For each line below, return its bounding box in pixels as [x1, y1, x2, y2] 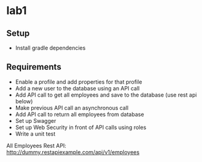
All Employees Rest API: [6, 142, 66, 149]
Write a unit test [15, 130, 56, 138]
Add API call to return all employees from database [15, 111, 144, 118]
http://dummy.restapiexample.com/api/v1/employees [6, 148, 140, 156]
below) [15, 97, 33, 105]
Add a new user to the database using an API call [15, 84, 140, 92]
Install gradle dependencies [15, 44, 86, 51]
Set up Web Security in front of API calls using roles [15, 123, 147, 131]
